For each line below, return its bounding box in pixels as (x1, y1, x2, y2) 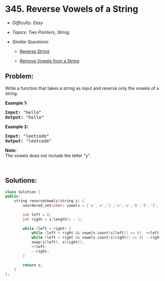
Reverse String (19, 48, 50, 54)
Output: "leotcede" (5, 138, 52, 144)
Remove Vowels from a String (19, 58, 80, 63)
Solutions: (5, 176, 37, 185)
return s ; (23, 262, 43, 268)
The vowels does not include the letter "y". (5, 153, 91, 158)
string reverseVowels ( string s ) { (14, 198, 84, 204)
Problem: (5, 72, 34, 81)
